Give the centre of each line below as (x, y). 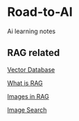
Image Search (27, 110)
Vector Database (31, 69)
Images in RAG (28, 96)
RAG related (34, 53)
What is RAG (25, 83)
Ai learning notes (32, 31)
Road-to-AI (40, 12)
